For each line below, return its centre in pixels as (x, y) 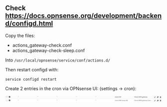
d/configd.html (29, 24)
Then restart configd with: (32, 69)
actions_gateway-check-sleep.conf (49, 50)
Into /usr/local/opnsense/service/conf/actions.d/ (58, 60)
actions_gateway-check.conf (42, 45)
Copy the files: (20, 35)
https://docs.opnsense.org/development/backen (83, 16)
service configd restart (31, 79)
